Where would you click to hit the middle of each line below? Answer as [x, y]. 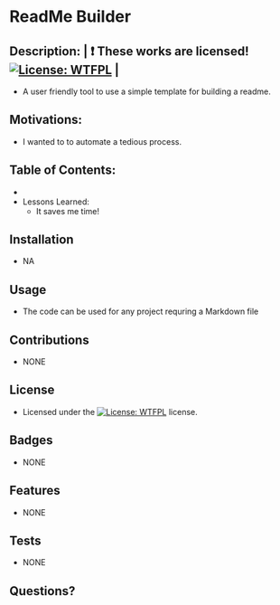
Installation [42, 240]
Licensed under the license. [110, 411]
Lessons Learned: [56, 202]
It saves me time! [67, 211]
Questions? [42, 591]
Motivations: [46, 120]
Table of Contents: [63, 170]
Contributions [49, 340]
